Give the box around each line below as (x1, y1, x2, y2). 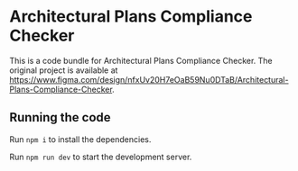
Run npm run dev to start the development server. (9, 151, 192, 162)
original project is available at (9, 65, 118, 76)
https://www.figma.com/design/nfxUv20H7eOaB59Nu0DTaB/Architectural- (9, 74, 289, 85)
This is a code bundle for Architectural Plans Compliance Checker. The (9, 55, 273, 66)
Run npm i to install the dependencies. (9, 133, 152, 145)
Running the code (9, 110, 111, 125)
